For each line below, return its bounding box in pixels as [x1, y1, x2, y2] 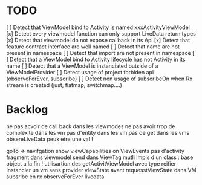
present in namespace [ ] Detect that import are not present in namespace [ [6, 49, 195, 56]
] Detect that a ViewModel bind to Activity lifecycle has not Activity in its [6, 56, 186, 63]
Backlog [6, 103, 48, 117]
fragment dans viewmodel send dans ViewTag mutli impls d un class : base [6, 154, 194, 161]
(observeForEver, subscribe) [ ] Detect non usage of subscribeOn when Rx [6, 75, 192, 82]
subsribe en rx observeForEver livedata [6, 173, 105, 180]
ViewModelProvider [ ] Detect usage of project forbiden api [6, 68, 154, 76]
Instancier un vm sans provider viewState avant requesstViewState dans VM [6, 166, 197, 174]
